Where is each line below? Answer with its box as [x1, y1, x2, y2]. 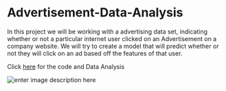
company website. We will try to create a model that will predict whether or [7, 42, 219, 50]
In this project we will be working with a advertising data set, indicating [7, 27, 208, 36]
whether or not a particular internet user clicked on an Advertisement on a [7, 34, 217, 42]
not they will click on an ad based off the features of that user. [7, 49, 183, 57]
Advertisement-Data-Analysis [7, 5, 183, 21]
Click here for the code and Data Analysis [7, 62, 125, 70]
